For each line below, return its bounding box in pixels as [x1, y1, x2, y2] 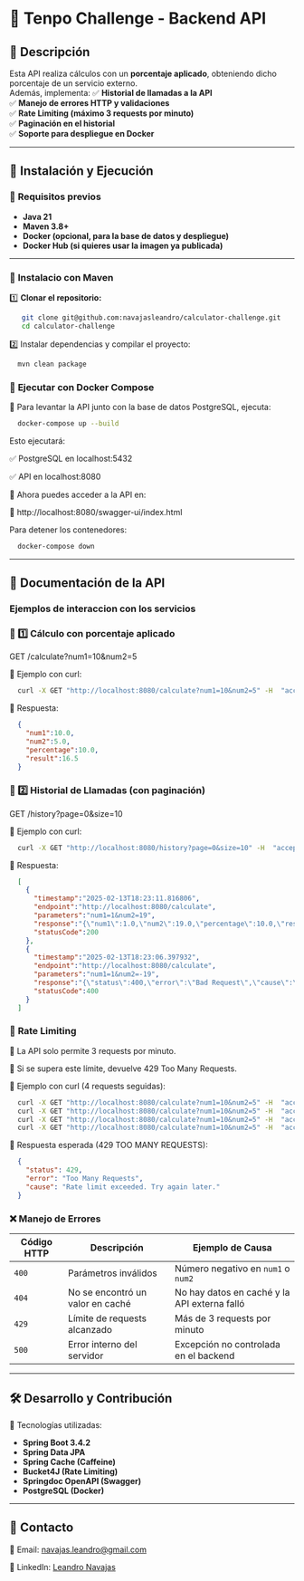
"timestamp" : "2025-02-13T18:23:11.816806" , [33, 894, 201, 904]
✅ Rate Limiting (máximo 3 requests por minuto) [9, 108, 195, 119]
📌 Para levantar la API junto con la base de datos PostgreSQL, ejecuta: [9, 401, 271, 412]
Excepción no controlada [175, 1338, 280, 1351]
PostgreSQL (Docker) [22, 1485, 105, 1496]
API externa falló [175, 1298, 245, 1310]
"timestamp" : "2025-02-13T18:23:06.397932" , [33, 953, 201, 963]
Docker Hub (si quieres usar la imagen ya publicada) [22, 240, 223, 251]
